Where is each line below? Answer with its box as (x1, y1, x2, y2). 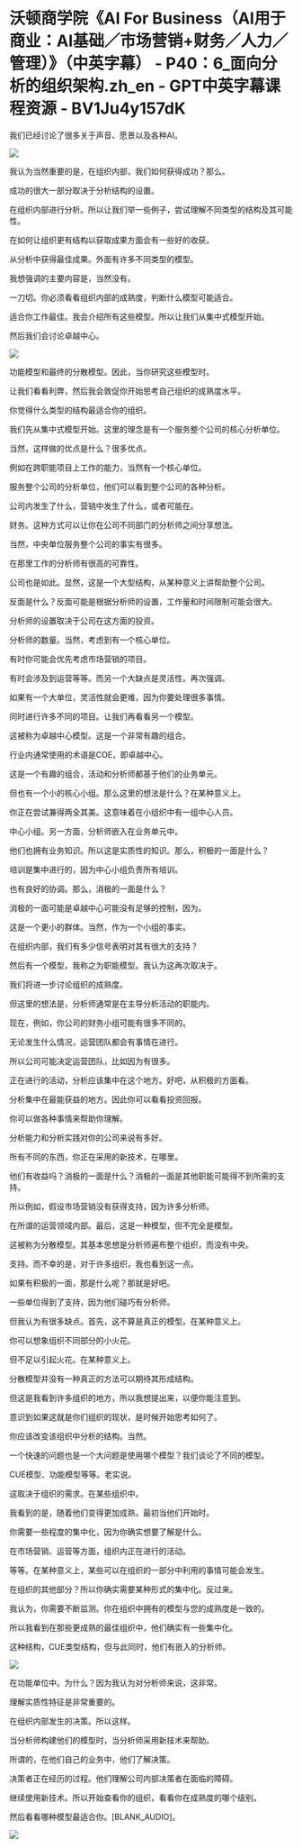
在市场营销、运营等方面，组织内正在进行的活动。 (9, 1545, 191, 1556)
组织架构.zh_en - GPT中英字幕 (40, 76, 265, 96)
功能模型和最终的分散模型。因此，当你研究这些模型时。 (9, 366, 214, 377)
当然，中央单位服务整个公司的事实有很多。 (9, 538, 167, 550)
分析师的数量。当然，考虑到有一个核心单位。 (9, 634, 175, 645)
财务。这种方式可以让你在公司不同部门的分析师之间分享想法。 (9, 519, 238, 530)
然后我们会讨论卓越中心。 (9, 330, 104, 341)
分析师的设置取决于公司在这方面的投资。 (9, 614, 159, 626)
